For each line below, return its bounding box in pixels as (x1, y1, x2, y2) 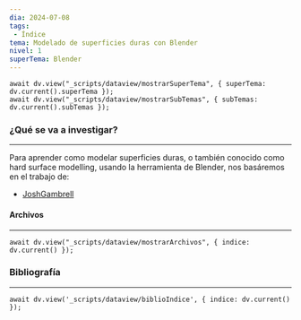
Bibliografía (9, 266, 61, 279)
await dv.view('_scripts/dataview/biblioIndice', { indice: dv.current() (9, 295, 291, 304)
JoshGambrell (21, 189, 74, 200)
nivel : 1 (9, 47, 42, 56)
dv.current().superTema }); (9, 87, 115, 96)
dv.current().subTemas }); (9, 103, 110, 112)
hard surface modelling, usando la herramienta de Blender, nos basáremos (9, 162, 285, 173)
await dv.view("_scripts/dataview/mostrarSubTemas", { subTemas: (9, 95, 258, 104)
